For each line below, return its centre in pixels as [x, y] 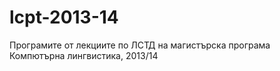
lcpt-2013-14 [64, 17]
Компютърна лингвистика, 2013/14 [84, 55]
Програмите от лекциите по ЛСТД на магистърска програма [140, 45]
